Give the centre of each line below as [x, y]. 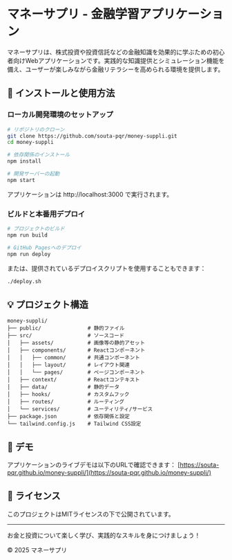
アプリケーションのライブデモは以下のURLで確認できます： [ [94, 465]
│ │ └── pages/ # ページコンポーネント [76, 372]
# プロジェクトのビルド [36, 229]
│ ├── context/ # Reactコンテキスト [74, 380]
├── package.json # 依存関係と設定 [68, 417]
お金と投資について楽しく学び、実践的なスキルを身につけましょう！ [104, 535]
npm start [21, 180]
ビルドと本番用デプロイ [46, 214]
